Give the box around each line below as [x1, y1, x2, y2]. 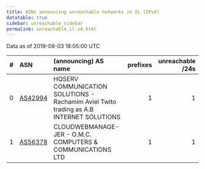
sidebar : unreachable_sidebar [6, 20, 84, 26]
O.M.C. [71, 130, 92, 139]
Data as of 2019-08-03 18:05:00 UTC [6, 43, 101, 50]
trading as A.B [53, 105, 94, 114]
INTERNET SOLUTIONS [53, 113, 121, 122]
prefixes [127, 61, 153, 69]
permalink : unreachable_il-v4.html [6, 26, 97, 32]
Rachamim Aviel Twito [53, 98, 117, 106]
